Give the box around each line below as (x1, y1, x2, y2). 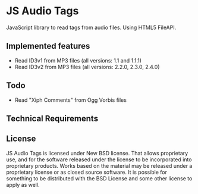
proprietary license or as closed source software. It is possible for (6, 168, 168, 176)
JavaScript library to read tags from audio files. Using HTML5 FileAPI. (6, 24, 177, 31)
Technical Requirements (6, 113, 99, 123)
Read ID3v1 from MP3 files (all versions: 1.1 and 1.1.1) (14, 57, 142, 64)
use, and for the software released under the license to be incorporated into (6, 156, 192, 163)
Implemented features (6, 41, 90, 51)
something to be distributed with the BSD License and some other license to (6, 174, 193, 182)
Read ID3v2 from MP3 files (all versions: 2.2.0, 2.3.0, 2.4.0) (14, 63, 160, 70)
